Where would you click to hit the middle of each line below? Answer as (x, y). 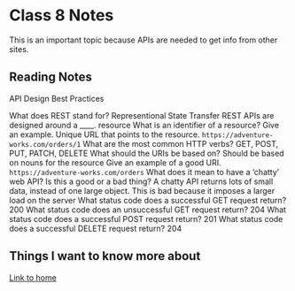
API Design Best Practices (57, 98)
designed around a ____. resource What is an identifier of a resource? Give (144, 125)
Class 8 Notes (62, 15)
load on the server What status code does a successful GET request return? (148, 200)
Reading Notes (51, 77)
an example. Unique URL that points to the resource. (105, 134)
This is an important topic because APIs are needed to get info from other (144, 40)
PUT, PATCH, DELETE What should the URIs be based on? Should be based (147, 153)
